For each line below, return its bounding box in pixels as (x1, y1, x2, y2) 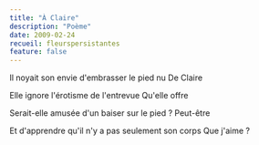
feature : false (9, 47, 67, 57)
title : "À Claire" (9, 13, 79, 23)
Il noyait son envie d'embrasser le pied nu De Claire (9, 72, 203, 83)
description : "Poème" (9, 22, 92, 31)
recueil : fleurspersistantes (9, 38, 120, 48)
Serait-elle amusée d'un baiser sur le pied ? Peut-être (9, 108, 211, 119)
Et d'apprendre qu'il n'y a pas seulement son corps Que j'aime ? (9, 125, 251, 137)
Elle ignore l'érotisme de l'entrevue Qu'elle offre (9, 90, 189, 101)
